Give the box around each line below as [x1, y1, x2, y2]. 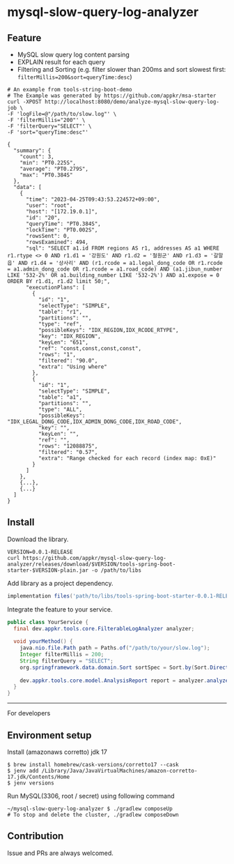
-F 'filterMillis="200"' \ [7, 116, 86, 123]
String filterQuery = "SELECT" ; [19, 657, 114, 665]
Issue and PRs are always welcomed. [7, 849, 114, 857]
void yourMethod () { [13, 638, 73, 645]
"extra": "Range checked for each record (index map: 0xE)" [38, 455, 217, 462]
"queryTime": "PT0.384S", [25, 220, 101, 227]
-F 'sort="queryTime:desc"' [7, 129, 89, 136]
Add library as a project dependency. [7, 579, 114, 587]
